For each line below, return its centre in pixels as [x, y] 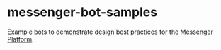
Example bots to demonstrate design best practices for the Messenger [110, 32]
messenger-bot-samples [83, 12]
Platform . [21, 39]
